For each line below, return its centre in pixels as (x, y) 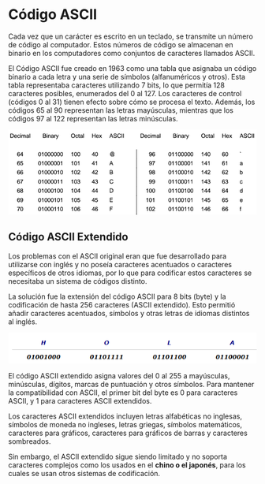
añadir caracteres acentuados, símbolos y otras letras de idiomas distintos (129, 313)
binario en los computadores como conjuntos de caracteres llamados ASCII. (132, 53)
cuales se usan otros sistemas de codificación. (84, 473)
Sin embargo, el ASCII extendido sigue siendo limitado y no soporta (118, 456)
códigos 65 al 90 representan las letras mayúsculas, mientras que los (121, 110)
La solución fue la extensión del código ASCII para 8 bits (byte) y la (117, 296)
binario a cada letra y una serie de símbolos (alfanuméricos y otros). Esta (127, 76)
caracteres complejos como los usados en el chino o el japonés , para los (127, 465)
